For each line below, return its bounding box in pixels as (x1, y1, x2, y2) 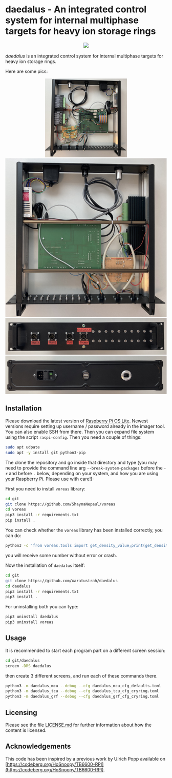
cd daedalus (5, 583, 31, 589)
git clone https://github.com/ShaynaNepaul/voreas (5, 501, 116, 507)
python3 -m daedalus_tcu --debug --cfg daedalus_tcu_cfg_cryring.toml (5, 688, 159, 694)
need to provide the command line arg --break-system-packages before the (5, 465, 163, 471)
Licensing (5, 708, 37, 717)
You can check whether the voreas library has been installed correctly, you (5, 527, 163, 533)
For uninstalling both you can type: (5, 604, 79, 610)
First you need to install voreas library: (5, 485, 85, 492)
